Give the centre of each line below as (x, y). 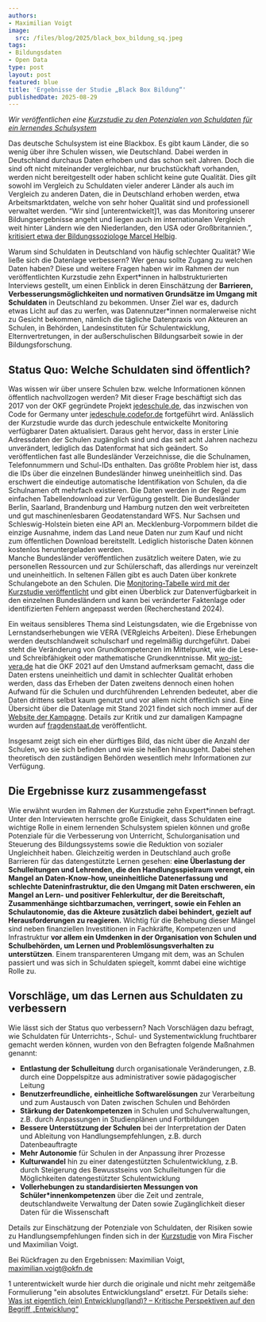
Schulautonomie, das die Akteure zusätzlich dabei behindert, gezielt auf (130, 912)
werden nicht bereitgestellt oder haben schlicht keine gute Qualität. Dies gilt (132, 177)
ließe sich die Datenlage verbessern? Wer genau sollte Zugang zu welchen (130, 260)
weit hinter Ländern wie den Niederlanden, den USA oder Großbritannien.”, (130, 228)
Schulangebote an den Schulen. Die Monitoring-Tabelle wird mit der (119, 583)
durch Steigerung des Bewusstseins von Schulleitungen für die (123, 1169)
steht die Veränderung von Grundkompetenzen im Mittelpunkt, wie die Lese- (133, 650)
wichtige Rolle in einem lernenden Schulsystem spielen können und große (129, 827)
